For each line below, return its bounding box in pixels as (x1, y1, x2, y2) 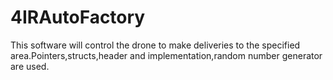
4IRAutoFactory (10, 6, 146, 29)
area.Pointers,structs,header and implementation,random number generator (10, 49, 323, 61)
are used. (10, 60, 50, 72)
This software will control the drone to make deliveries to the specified (10, 39, 301, 51)
